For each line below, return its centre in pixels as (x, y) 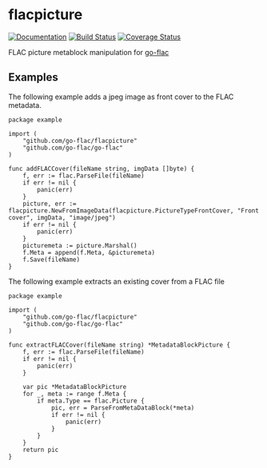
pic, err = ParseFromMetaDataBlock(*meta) (123, 408)
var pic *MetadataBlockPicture (75, 387)
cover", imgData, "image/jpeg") (62, 217)
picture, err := (50, 204)
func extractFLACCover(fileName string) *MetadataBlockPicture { (119, 345)
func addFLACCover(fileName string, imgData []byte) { (102, 169)
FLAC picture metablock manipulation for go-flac (89, 52)
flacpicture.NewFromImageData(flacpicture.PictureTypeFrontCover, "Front (134, 210)
